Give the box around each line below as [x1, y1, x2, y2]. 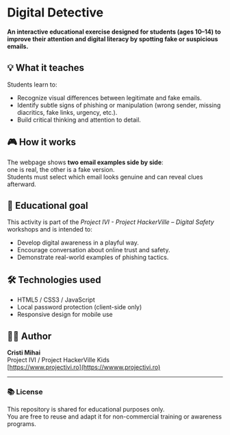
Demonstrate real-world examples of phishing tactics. [16, 253, 169, 262]
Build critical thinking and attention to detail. [16, 115, 142, 124]
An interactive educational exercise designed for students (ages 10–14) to [7, 27, 221, 36]
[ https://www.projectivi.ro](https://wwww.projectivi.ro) [7, 363, 161, 371]
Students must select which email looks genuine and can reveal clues [7, 172, 203, 181]
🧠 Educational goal [7, 199, 88, 211]
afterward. [7, 180, 36, 188]
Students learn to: [7, 80, 57, 89]
